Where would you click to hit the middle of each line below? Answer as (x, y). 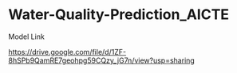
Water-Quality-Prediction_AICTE (119, 15)
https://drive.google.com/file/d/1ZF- (67, 52)
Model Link (27, 36)
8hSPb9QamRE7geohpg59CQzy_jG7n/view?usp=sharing (102, 60)
